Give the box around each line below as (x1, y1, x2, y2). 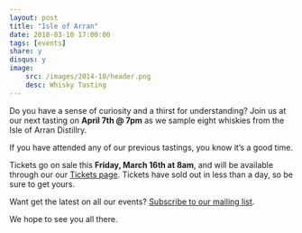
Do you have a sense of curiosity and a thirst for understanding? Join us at (9, 105, 287, 116)
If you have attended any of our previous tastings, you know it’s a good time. (9, 142, 293, 153)
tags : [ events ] (9, 38, 67, 48)
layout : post (9, 13, 59, 23)
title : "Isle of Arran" (9, 22, 99, 31)
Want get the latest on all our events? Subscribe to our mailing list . (9, 196, 255, 207)
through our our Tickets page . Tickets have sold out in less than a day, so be (9, 169, 293, 180)
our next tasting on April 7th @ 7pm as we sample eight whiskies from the (9, 115, 285, 126)
